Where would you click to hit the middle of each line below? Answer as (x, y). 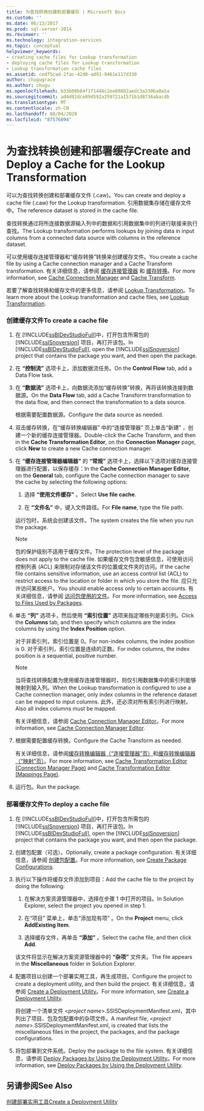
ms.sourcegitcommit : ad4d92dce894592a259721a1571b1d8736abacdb (88, 97)
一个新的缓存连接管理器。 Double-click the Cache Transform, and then (108, 435)
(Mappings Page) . (37, 775)
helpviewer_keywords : (34, 52)
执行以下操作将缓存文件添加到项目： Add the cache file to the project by (104, 879)
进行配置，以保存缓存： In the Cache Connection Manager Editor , (108, 468)
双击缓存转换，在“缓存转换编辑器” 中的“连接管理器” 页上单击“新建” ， (101, 428)
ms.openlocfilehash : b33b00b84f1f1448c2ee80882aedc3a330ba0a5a (88, 91)
